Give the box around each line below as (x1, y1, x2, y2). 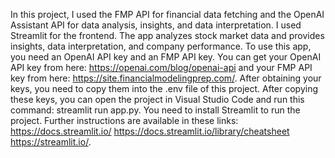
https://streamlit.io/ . (10, 136, 92, 148)
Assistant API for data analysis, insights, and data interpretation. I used (10, 19, 302, 31)
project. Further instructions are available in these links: (10, 115, 239, 126)
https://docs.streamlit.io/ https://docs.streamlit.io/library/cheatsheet (10, 125, 290, 137)
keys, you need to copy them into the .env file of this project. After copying (10, 83, 318, 94)
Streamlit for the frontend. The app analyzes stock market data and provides (10, 30, 325, 41)
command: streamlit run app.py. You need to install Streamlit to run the (10, 104, 301, 116)
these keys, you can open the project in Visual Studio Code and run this (10, 94, 305, 105)
